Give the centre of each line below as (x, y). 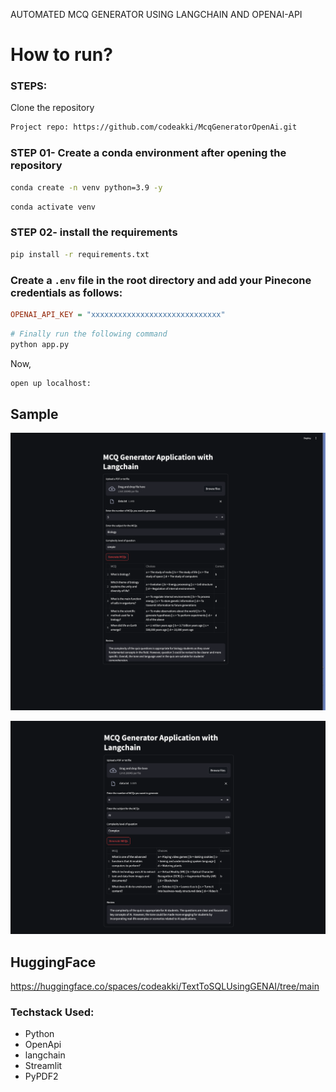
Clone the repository (52, 108)
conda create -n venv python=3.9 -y (86, 187)
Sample (34, 414)
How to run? (61, 55)
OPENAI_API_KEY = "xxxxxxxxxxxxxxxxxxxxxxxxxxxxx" (118, 314)
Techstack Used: (52, 1012)
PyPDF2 (41, 1076)
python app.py (40, 344)
